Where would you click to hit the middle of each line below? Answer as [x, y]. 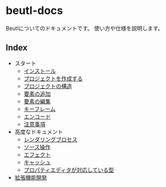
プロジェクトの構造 [48, 86]
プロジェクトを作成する [53, 78]
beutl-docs [34, 11]
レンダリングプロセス [50, 139]
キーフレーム [40, 109]
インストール [40, 71]
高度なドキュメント [39, 132]
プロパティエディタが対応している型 [69, 170]
